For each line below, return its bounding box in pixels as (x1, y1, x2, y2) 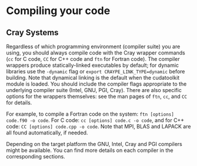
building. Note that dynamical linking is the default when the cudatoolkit (6, 74, 180, 81)
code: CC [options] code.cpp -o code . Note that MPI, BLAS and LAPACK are (6, 123, 191, 130)
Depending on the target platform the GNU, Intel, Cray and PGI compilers (6, 141, 182, 147)
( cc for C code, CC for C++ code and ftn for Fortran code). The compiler (6, 56, 181, 62)
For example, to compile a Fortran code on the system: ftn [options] (6, 110, 175, 117)
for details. (6, 99, 32, 106)
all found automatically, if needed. (6, 129, 88, 136)
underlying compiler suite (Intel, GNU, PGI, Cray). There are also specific (6, 87, 182, 93)
